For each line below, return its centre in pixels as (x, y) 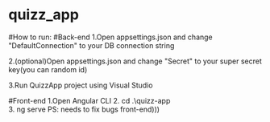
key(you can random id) (48, 69)
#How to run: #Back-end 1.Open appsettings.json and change (111, 37)
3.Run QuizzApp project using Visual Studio (81, 85)
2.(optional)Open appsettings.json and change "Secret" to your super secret (135, 61)
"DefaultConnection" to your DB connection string (91, 45)
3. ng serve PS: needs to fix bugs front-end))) (84, 109)
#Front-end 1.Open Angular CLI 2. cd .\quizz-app (89, 100)
